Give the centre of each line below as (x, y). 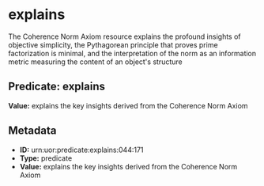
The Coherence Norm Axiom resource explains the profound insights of (124, 36)
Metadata (32, 131)
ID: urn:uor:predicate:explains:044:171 (81, 150)
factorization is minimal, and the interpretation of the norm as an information (132, 53)
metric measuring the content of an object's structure (96, 62)
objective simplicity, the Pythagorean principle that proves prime (113, 44)
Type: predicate (46, 158)
